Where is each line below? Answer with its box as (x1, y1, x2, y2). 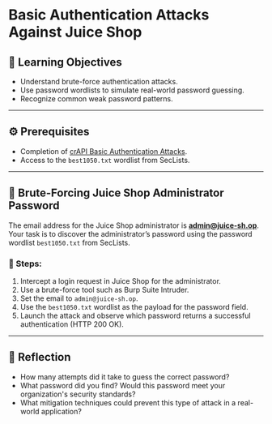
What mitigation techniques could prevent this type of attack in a (19, 397, 236, 407)
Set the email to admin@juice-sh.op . (19, 293, 138, 303)
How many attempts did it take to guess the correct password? (19, 371, 230, 382)
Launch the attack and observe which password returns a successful (19, 311, 251, 320)
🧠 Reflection (8, 350, 71, 364)
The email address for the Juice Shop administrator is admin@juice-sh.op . (8, 221, 259, 230)
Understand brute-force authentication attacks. (19, 77, 178, 86)
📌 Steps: (8, 258, 42, 269)
